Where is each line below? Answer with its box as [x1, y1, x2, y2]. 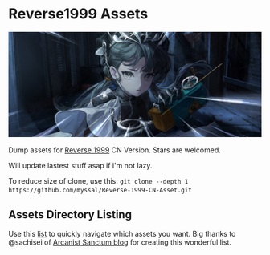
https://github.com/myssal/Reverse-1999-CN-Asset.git [8, 186, 193, 194]
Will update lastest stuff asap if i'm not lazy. [8, 160, 153, 170]
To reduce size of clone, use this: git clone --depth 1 [8, 176, 189, 185]
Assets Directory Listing [8, 208, 133, 221]
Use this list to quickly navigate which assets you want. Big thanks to [8, 229, 236, 239]
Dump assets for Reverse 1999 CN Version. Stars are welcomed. [8, 145, 221, 155]
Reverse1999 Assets [8, 5, 149, 23]
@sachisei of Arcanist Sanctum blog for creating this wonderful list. [8, 237, 231, 247]
